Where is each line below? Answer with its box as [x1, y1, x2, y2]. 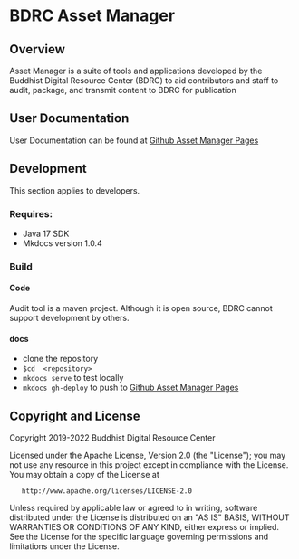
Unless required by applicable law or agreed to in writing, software [9, 503, 258, 514]
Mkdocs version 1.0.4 [22, 237, 102, 249]
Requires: [9, 207, 53, 220]
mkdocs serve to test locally [22, 373, 124, 384]
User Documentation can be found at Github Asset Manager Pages [9, 135, 259, 146]
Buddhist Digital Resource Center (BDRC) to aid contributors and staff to [9, 75, 279, 86]
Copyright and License [9, 408, 140, 423]
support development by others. [9, 313, 130, 324]
